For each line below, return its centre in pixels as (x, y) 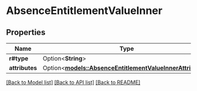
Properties (26, 32)
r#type (19, 58)
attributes (23, 68)
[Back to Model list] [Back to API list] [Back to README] (73, 82)
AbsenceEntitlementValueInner (84, 11)
